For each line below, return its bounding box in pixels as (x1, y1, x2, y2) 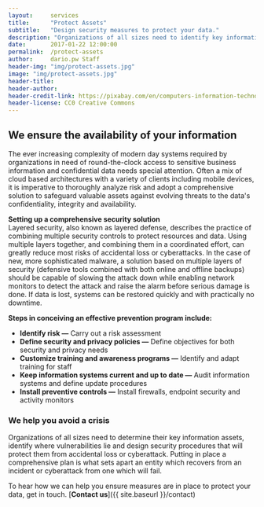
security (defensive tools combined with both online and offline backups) (8, 264, 245, 274)
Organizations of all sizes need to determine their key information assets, (8, 433, 245, 443)
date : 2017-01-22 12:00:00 (8, 41, 118, 49)
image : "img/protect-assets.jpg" (8, 70, 118, 78)
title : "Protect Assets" (8, 19, 108, 27)
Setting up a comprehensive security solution (8, 214, 160, 224)
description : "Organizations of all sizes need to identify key (8, 33, 223, 42)
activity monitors (19, 395, 75, 405)
